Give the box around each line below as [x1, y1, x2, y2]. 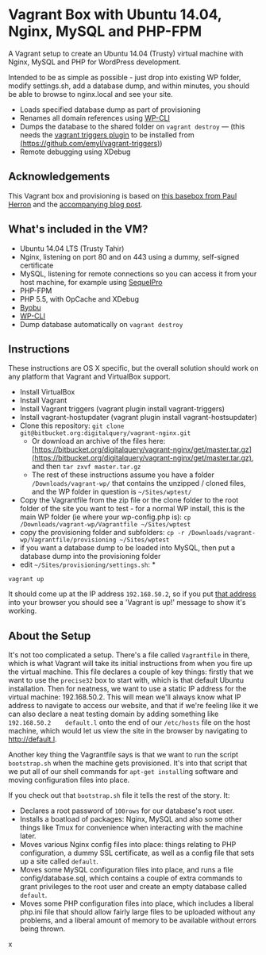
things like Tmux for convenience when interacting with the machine [19, 823, 244, 833]
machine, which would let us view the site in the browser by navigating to [8, 726, 248, 736]
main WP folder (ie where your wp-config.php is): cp [19, 512, 191, 522]
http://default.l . [8, 734, 57, 744]
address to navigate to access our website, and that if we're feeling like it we [8, 701, 259, 710]
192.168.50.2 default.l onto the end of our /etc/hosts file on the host [8, 718, 251, 727]
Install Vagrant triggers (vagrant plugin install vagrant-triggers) [19, 404, 225, 414]
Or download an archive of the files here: [31, 437, 166, 446]
